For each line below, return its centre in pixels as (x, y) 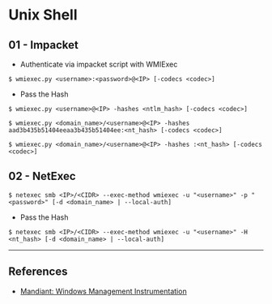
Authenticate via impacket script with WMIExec (99, 64)
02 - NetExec (42, 176)
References (38, 272)
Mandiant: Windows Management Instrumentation (104, 291)
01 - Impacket (43, 45)
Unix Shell (43, 15)
